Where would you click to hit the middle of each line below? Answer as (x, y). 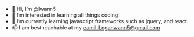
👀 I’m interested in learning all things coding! (65, 15)
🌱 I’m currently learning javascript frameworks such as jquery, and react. (100, 21)
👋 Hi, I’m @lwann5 (34, 9)
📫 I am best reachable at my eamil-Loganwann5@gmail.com (86, 28)
